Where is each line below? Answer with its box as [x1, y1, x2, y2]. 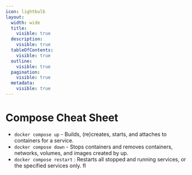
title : [11, 25, 27, 31]
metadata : [11, 80, 35, 86]
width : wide [11, 20, 41, 25]
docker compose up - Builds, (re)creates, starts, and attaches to [14, 131, 167, 138]
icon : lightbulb [5, 8, 45, 15]
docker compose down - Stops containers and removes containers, [14, 143, 173, 150]
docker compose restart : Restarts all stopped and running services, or [14, 155, 187, 163]
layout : [5, 14, 25, 20]
